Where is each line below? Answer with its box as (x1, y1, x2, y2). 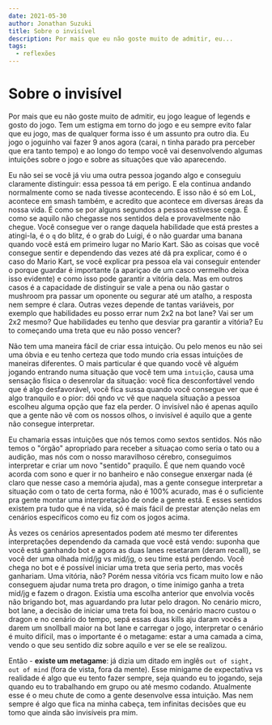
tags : (8, 42, 27, 50)
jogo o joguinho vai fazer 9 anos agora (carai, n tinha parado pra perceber (8, 137, 256, 147)
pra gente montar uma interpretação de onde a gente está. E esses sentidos (8, 494, 262, 504)
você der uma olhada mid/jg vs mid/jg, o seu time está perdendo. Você (8, 554, 244, 563)
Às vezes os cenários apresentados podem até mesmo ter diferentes (8, 528, 239, 537)
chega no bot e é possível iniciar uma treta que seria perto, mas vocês (8, 562, 243, 572)
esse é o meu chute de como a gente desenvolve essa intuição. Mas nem (8, 690, 253, 700)
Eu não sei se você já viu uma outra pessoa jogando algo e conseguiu (8, 170, 241, 179)
